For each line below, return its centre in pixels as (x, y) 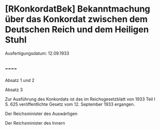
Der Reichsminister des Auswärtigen (41, 114)
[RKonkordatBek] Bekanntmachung (78, 9)
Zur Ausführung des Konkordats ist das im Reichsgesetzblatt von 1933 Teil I (80, 99)
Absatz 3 (14, 89)
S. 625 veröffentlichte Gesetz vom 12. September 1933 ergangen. (70, 104)
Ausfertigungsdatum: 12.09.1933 (37, 53)
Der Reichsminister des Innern (35, 123)
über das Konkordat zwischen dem (76, 19)
